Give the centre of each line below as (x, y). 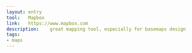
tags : (13, 35)
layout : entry (24, 12)
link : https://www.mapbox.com (47, 23)
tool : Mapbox (26, 18)
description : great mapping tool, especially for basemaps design (96, 29)
